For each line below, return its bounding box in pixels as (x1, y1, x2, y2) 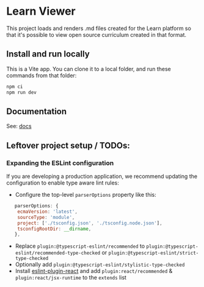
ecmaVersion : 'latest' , (17, 209, 78, 215)
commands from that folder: (6, 72, 77, 79)
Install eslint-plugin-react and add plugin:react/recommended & (15, 267, 173, 275)
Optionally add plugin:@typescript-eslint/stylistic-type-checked (15, 261, 185, 268)
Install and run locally (6, 49, 90, 59)
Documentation (6, 106, 67, 117)
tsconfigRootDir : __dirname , (17, 226, 92, 232)
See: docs (6, 123, 32, 130)
